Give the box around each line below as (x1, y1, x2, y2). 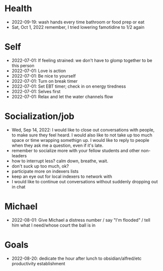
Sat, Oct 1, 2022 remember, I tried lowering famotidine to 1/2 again (11, 24, 145, 30)
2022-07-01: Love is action (11, 68, 66, 74)
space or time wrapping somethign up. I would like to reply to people (11, 137, 149, 143)
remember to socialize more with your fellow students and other (11, 147, 140, 154)
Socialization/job (4, 111, 75, 122)
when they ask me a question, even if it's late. (11, 142, 104, 148)
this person (11, 62, 35, 68)
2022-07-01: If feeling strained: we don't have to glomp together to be (11, 57, 153, 63)
